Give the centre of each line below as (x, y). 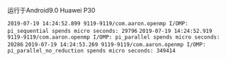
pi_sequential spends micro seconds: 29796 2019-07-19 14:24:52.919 (110, 31)
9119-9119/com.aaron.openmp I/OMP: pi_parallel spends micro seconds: (114, 37)
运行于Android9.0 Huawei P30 (51, 10)
